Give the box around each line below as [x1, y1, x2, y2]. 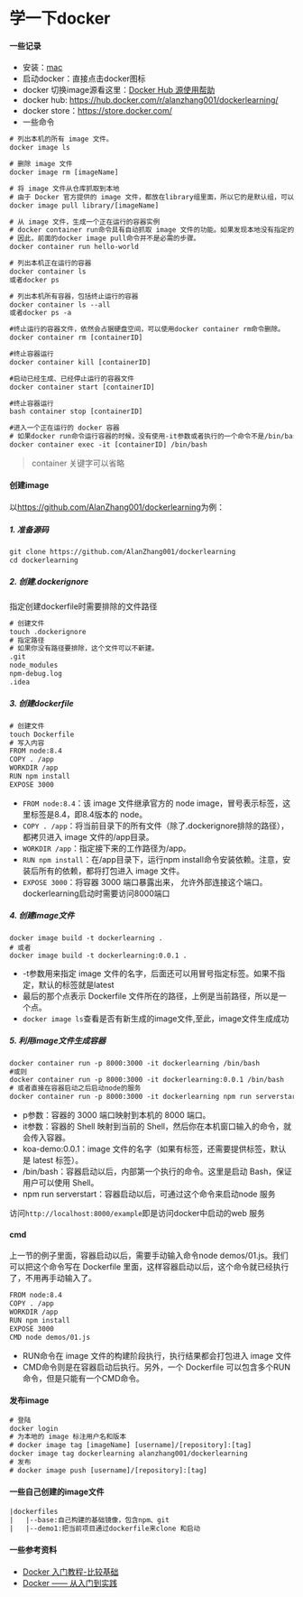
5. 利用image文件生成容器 [9, 1035, 106, 1047]
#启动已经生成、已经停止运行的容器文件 [9, 374, 135, 383]
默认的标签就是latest [38, 979, 115, 990]
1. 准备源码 [9, 524, 50, 535]
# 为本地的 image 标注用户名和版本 [9, 1432, 127, 1442]
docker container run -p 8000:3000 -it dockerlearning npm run [9, 1093, 252, 1102]
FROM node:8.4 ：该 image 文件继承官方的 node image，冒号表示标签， [22, 798, 283, 808]
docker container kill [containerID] [9, 357, 151, 366]
